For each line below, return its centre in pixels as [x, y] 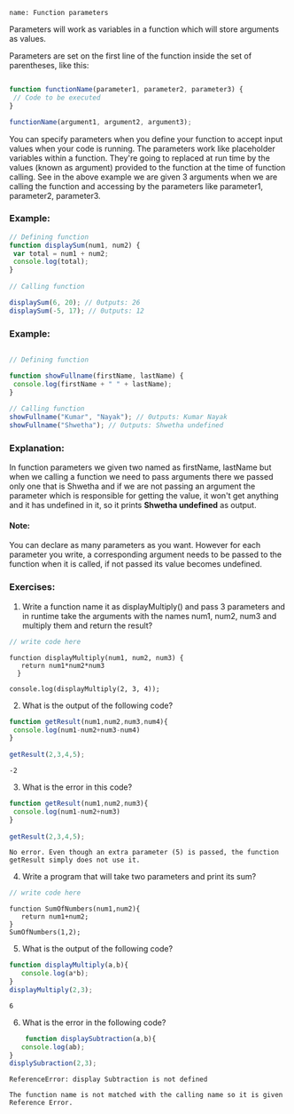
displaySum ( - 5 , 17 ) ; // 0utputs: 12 [77, 311]
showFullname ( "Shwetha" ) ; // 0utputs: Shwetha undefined [116, 426]
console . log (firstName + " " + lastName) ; [93, 384]
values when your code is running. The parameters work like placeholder [143, 148]
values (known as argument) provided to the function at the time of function [147, 167]
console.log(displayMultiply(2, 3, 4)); [85, 688]
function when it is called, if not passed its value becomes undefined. [136, 564]
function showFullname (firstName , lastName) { [97, 376]
